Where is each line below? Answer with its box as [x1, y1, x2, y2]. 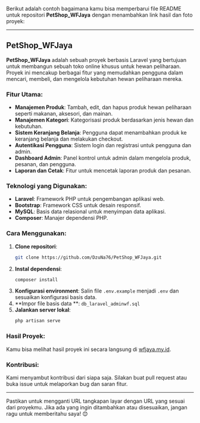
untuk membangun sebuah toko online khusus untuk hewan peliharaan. [6, 63, 182, 70]
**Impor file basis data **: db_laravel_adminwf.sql [14, 300, 140, 307]
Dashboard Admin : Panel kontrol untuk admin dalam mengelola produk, [14, 154, 192, 161]
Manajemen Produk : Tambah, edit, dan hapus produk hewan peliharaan [14, 104, 192, 111]
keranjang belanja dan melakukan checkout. [14, 135, 123, 142]
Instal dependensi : [14, 265, 62, 272]
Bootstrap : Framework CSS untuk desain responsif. [14, 202, 142, 209]
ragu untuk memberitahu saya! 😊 [6, 410, 88, 417]
